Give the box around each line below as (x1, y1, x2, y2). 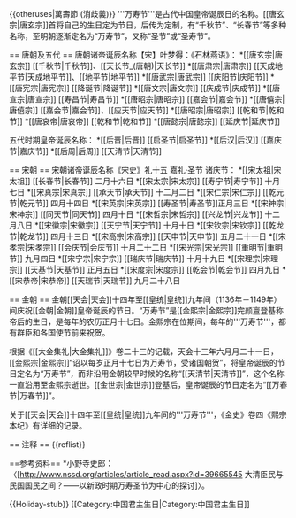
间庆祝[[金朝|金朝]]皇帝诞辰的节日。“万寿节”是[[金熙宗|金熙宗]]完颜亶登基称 (9, 305, 285, 315)
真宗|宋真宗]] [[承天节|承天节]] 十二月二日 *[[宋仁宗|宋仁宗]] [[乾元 (43, 187, 285, 197)
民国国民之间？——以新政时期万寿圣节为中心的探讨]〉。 (9, 480, 210, 491)
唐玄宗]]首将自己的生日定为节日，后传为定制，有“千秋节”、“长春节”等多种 (19, 19, 287, 30)
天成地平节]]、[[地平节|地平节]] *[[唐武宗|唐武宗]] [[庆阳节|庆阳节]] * (27, 72, 275, 82)
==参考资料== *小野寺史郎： (9, 458, 114, 468)
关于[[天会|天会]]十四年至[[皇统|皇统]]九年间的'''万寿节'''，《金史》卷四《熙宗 (9, 409, 287, 420)
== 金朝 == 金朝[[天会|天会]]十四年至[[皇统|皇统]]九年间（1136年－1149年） (9, 294, 282, 305)
